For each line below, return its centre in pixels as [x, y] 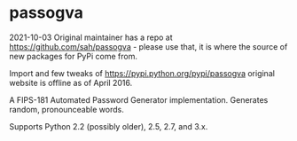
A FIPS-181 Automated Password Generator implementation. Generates [139, 99]
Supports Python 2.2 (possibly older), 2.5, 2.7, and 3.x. [109, 126]
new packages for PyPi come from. [73, 56]
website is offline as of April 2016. [71, 82]
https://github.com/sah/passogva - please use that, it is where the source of [148, 46]
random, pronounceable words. [66, 109]
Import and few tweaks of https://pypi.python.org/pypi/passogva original [142, 73]
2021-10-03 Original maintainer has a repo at [91, 37]
